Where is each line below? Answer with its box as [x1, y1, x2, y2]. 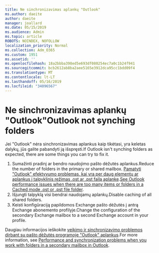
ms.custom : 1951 [5, 52, 38, 57]
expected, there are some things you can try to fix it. [5, 151, 110, 158]
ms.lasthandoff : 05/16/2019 [5, 79, 62, 84]
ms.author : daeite [5, 12, 42, 16]
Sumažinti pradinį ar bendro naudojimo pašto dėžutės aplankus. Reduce [12, 161, 155, 167]
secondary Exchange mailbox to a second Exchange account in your [12, 212, 149, 218]
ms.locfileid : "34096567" [5, 83, 57, 89]
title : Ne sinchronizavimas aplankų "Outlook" [5, 7, 101, 12]
